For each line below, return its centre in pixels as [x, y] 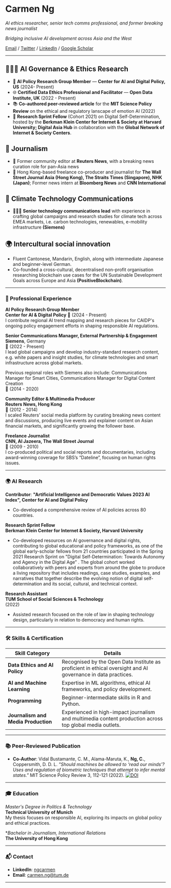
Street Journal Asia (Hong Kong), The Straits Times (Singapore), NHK [87, 177]
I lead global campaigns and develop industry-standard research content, [82, 352]
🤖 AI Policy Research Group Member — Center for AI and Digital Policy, [89, 81]
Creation [15, 384]
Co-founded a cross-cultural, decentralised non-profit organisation [83, 270]
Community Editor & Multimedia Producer [50, 399]
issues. [13, 463]
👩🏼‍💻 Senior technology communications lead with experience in [81, 211]
